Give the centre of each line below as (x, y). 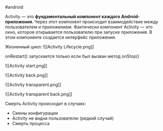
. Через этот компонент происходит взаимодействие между (95, 22)
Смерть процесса (31, 123)
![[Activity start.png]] (26, 66)
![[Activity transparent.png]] (33, 85)
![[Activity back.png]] (26, 75)
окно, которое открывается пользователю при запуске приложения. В (79, 32)
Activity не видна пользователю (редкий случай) (63, 118)
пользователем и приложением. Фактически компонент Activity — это (79, 27)
